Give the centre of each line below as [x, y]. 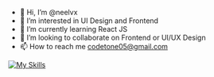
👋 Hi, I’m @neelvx [49, 12]
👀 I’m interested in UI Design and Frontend [89, 21]
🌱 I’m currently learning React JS [74, 29]
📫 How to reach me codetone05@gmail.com [94, 46]
